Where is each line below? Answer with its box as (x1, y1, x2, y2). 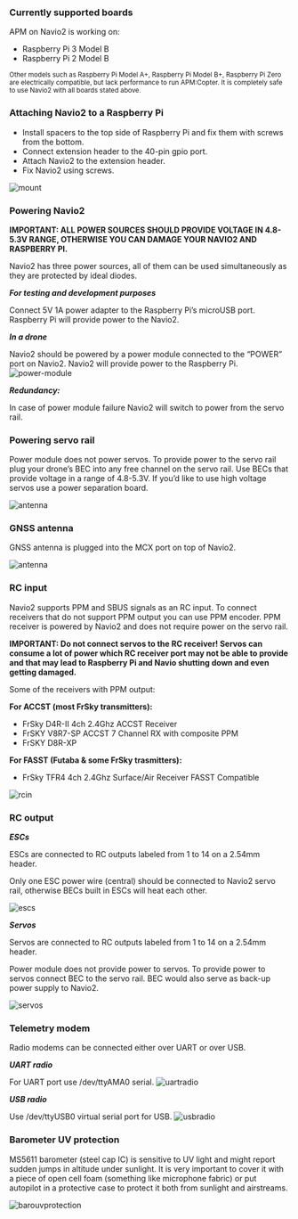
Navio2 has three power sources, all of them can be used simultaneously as (9, 260, 287, 271)
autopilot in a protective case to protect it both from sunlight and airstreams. (9, 1182, 288, 1193)
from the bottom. (21, 136, 85, 147)
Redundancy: (9, 385, 60, 396)
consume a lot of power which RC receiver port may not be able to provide (9, 648, 289, 659)
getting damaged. (9, 667, 77, 677)
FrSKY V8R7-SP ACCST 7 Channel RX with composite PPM (21, 728, 238, 739)
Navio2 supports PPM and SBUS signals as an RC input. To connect (9, 601, 258, 612)
